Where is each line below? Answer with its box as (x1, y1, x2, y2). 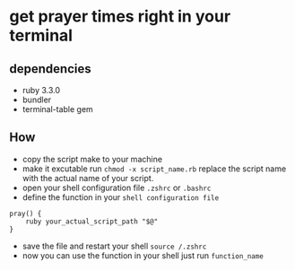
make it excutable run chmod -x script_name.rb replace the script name (22, 163, 287, 174)
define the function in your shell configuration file (22, 191, 220, 203)
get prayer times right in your (9, 6, 231, 27)
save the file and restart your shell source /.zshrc (22, 240, 207, 251)
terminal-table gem (22, 104, 94, 114)
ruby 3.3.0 (22, 85, 61, 95)
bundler (22, 94, 52, 105)
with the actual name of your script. (22, 172, 154, 183)
